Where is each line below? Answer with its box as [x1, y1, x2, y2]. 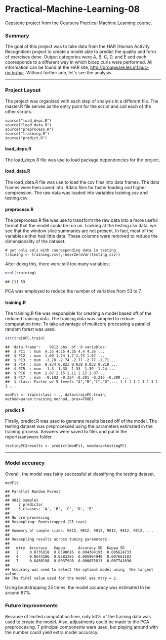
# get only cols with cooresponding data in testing [5, 248, 116, 253]
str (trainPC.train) [5, 336, 45, 341]
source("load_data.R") [5, 122, 52, 127]
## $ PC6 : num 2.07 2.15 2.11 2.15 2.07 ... [5, 371, 107, 376]
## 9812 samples [5, 498, 39, 503]
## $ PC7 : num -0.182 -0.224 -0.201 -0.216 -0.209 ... [5, 375, 129, 380]
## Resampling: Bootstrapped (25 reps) [5, 520, 87, 525]
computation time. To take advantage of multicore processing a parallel [5, 321, 150, 327]
